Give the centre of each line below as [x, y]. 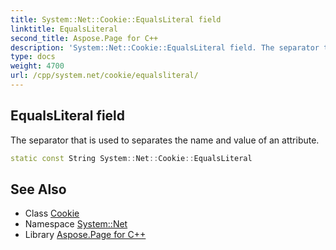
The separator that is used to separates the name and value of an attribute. [165, 140]
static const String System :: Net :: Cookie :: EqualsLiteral [131, 158]
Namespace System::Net [76, 224]
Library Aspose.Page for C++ [85, 235]
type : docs [33, 57]
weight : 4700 [37, 66]
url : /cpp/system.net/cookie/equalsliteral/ [104, 76]
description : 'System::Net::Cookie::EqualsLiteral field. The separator [165, 47]
